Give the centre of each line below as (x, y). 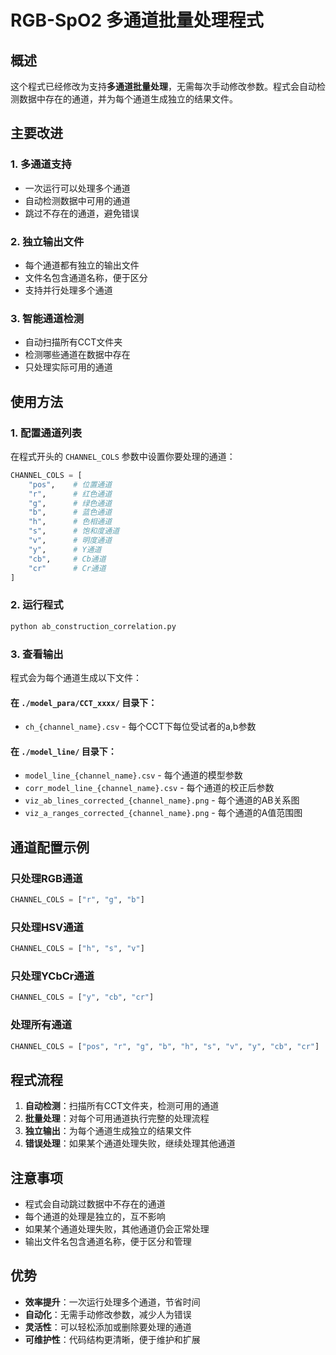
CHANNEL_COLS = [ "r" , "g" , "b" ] (77, 900)
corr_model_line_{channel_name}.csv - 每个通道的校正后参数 (149, 788)
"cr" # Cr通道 (67, 568)
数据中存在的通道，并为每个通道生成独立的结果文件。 (128, 99)
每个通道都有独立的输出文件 (82, 265)
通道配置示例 (50, 847)
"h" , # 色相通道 (70, 522)
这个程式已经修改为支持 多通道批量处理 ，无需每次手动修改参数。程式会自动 (163, 86)
